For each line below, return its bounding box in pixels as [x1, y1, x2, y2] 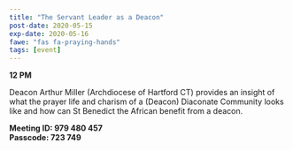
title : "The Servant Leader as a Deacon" [9, 12, 165, 22]
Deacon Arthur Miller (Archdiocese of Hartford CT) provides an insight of [9, 87, 275, 98]
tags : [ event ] [9, 46, 62, 55]
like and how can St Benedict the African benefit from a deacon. [9, 106, 243, 116]
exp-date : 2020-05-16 [9, 29, 89, 38]
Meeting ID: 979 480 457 [9, 123, 104, 133]
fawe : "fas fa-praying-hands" [9, 37, 121, 47]
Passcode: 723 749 [9, 132, 81, 143]
